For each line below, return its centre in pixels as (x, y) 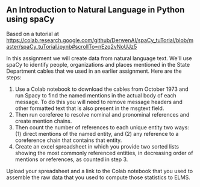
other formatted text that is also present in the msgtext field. (89, 108)
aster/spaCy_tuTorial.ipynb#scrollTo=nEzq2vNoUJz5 (72, 46)
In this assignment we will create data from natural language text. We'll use (99, 58)
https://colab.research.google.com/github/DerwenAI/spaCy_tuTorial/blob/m (100, 40)
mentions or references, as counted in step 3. (71, 159)
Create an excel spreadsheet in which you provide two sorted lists (97, 146)
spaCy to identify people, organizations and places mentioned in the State (98, 64)
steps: (14, 77)
